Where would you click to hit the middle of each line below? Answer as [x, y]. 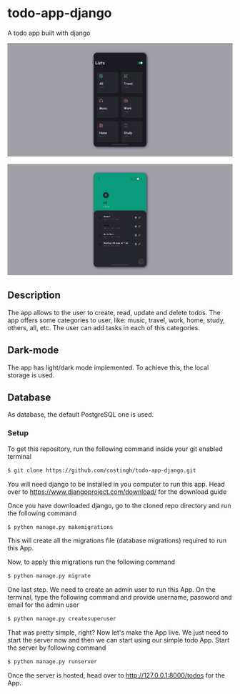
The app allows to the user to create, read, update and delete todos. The [114, 312]
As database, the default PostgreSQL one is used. [81, 415]
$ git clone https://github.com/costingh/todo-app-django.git [102, 470]
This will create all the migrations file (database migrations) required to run [117, 540]
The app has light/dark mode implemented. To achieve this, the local [108, 367]
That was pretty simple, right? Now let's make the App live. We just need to [118, 633]
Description [34, 296]
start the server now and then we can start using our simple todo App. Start [119, 640]
